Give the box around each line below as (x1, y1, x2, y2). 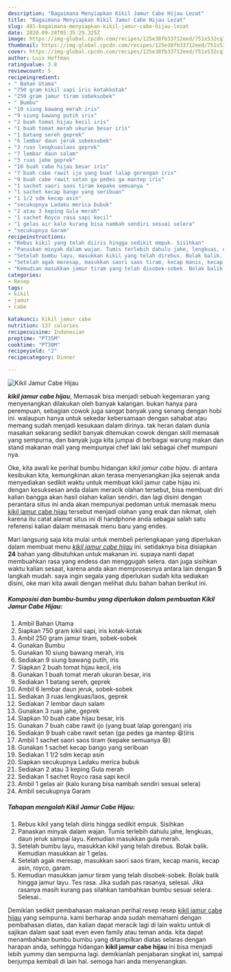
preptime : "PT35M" (8, 335, 60, 342)
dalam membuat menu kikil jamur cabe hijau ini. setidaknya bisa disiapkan (8, 543, 217, 551)
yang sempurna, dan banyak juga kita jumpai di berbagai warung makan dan (8, 436, 224, 444)
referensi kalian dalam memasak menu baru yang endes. (8, 522, 168, 530)
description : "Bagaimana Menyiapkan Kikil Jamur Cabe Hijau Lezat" (8, 10, 205, 17)
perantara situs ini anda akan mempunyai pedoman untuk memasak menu (8, 500, 217, 508)
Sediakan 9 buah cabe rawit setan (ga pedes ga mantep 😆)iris (17, 728, 195, 737)
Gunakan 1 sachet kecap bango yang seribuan (17, 743, 149, 751)
